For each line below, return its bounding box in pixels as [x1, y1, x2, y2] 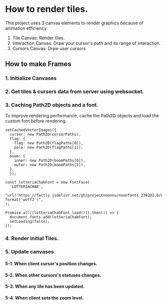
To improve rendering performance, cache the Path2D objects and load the [5, 113, 159, 119]
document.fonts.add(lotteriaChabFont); [9, 215, 92, 220]
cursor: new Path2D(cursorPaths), [9, 132, 81, 137]
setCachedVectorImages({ [5, 128, 57, 133]
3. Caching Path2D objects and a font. [5, 102, 98, 108]
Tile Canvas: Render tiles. [12, 35, 65, 41]
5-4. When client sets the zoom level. [5, 295, 84, 301]
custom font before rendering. [5, 118, 67, 124]
